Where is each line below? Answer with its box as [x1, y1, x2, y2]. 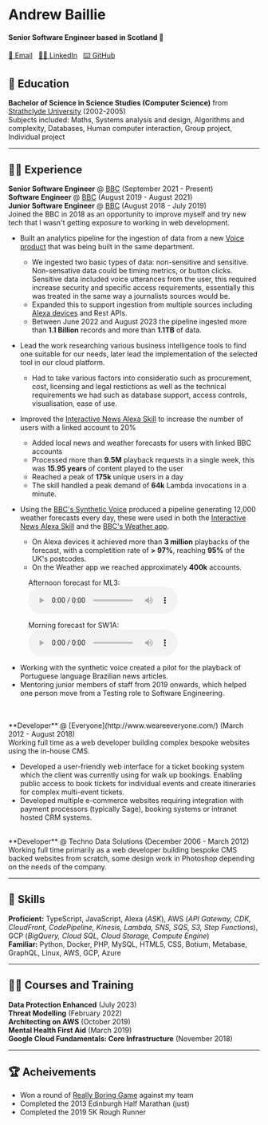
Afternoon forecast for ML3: [28, 578, 120, 588]
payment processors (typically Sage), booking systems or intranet [19, 805, 238, 814]
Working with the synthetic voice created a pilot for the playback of [19, 663, 242, 673]
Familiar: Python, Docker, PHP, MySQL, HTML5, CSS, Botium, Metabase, [8, 939, 248, 948]
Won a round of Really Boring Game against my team [19, 1091, 194, 1100]
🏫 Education [8, 77, 69, 90]
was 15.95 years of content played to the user [31, 463, 183, 473]
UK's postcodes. [31, 554, 87, 564]
